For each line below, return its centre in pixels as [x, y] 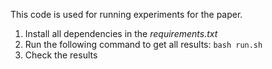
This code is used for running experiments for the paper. [126, 14]
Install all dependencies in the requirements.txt [121, 33]
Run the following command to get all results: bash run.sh [143, 44]
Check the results [61, 55]
